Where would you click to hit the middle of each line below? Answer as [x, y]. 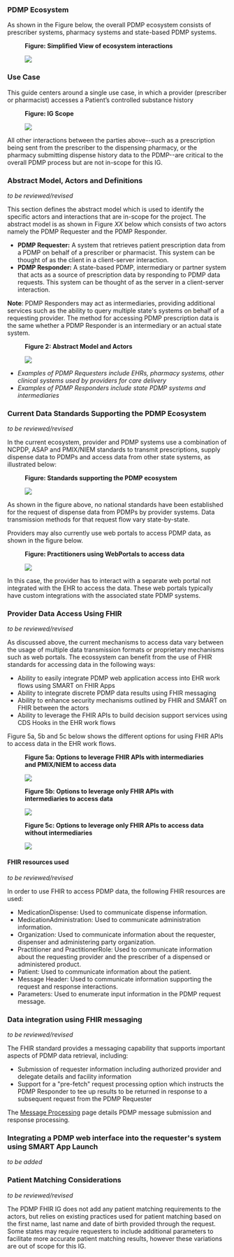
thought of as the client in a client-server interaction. [93, 259]
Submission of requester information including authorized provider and [119, 1069]
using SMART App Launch [53, 1147]
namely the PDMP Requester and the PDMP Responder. [87, 231]
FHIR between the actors [53, 708]
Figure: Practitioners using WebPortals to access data [105, 554]
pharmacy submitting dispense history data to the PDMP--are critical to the [115, 155]
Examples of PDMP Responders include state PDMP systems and [111, 388]
